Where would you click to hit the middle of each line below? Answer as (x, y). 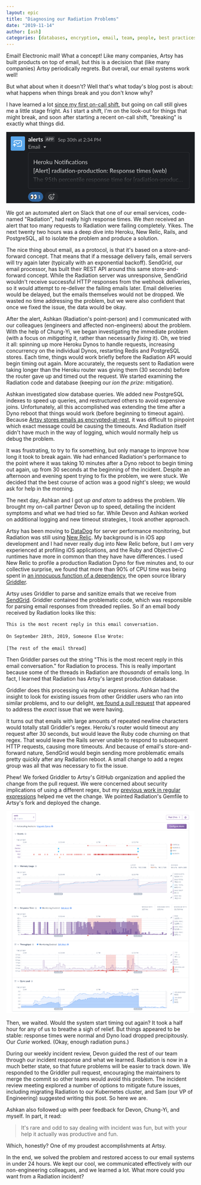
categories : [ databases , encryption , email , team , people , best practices (101, 38)
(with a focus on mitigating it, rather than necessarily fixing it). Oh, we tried (98, 338)
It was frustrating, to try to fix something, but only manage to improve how (98, 450)
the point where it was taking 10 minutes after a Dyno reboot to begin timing (100, 463)
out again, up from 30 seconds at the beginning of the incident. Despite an (98, 470)
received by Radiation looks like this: (51, 613)
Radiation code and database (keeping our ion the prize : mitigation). (90, 383)
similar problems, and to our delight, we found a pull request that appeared (98, 703)
